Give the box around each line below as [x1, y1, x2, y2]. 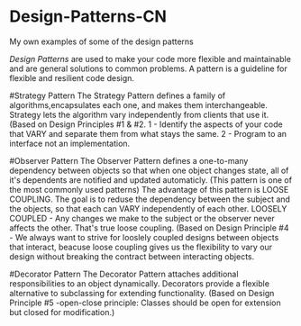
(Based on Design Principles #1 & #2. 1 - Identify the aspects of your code [9, 119, 283, 130]
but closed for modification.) [9, 306, 115, 317]
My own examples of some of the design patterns [9, 36, 194, 47]
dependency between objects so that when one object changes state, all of [9, 165, 289, 176]
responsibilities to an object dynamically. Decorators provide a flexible [9, 277, 270, 289]
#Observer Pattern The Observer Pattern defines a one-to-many [9, 155, 249, 166]
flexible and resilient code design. [9, 72, 135, 83]
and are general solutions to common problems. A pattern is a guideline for [9, 63, 287, 74]
